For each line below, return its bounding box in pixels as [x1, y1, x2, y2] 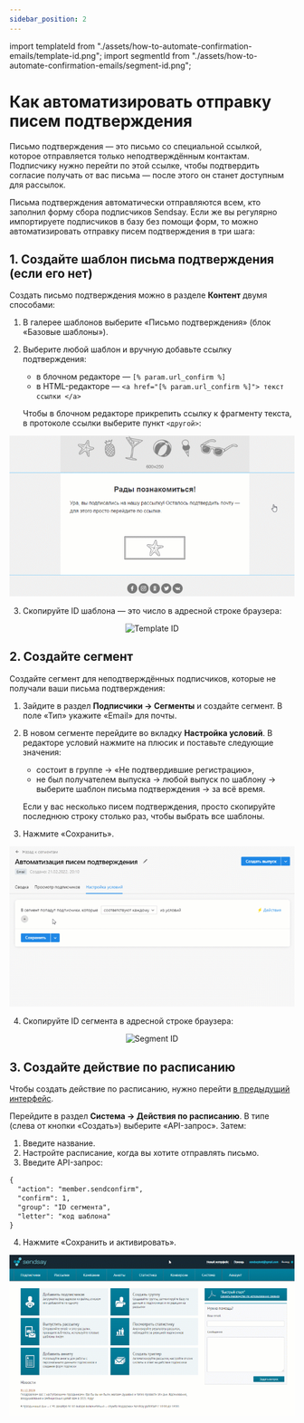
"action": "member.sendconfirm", [17, 1185, 144, 1194]
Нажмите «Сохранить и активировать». [22, 1237, 176, 1247]
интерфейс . [9, 1094, 54, 1103]
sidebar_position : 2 [9, 14, 88, 24]
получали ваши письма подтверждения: [9, 683, 166, 693]
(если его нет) [9, 265, 93, 281]
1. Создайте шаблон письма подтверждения [9, 252, 274, 267]
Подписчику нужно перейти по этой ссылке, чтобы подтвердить [9, 159, 260, 171]
